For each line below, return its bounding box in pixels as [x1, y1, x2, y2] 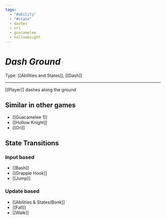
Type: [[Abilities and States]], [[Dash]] [5, 72, 83, 78]
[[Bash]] [12, 165, 29, 171]
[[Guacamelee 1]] [12, 114, 48, 120]
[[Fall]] [12, 204, 26, 210]
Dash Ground [5, 56, 61, 67]
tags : [5, 7, 16, 12]
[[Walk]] [12, 210, 29, 216]
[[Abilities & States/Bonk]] [12, 199, 65, 205]
